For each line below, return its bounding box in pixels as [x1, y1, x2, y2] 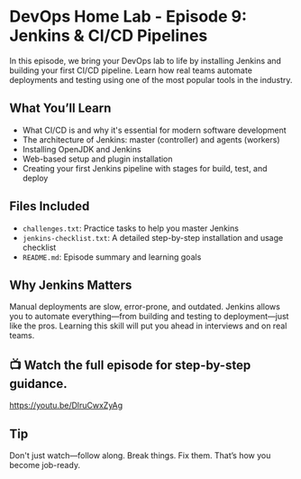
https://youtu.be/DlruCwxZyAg [9, 400, 123, 411]
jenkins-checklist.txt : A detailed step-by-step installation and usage [22, 232, 284, 243]
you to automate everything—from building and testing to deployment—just [9, 311, 289, 322]
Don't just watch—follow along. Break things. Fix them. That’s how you [9, 450, 271, 461]
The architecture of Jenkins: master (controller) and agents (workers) [22, 134, 281, 145]
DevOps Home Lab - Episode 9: [9, 6, 248, 27]
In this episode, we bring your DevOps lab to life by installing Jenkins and [9, 55, 282, 66]
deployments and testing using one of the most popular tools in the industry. [9, 74, 293, 85]
